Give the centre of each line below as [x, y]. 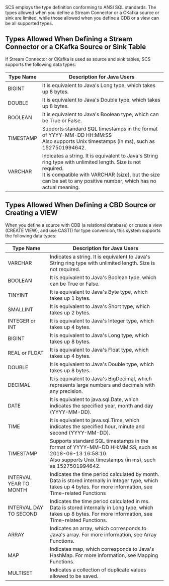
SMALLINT [21, 309]
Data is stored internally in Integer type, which [104, 480]
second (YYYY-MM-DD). [80, 433]
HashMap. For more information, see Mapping [104, 555]
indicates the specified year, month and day [101, 405]
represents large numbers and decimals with [102, 385]
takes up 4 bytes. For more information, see [101, 486]
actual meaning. [61, 187]
